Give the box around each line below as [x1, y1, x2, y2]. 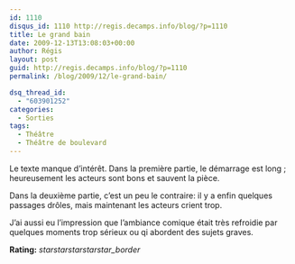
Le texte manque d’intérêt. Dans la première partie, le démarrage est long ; [9, 163, 287, 174]
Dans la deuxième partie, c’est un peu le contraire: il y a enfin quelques [9, 190, 273, 201]
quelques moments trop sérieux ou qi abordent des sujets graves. [9, 226, 254, 237]
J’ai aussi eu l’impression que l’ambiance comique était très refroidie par [9, 217, 278, 228]
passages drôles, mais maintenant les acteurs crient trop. [9, 199, 223, 210]
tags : [9, 122, 30, 131]
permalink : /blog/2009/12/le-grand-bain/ [9, 72, 168, 81]
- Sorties [17, 114, 54, 123]
